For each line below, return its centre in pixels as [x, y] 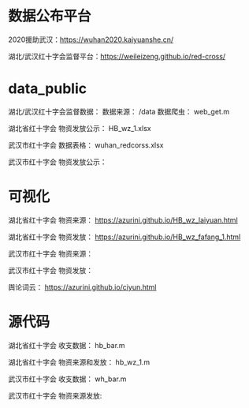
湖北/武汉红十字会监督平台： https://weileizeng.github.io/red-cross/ [117, 56]
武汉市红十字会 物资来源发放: [55, 395]
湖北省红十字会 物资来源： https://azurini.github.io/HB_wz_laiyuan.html [123, 220]
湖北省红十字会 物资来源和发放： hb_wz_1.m [79, 362]
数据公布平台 [50, 16]
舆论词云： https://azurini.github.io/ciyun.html [82, 287]
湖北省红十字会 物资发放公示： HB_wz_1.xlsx [80, 128]
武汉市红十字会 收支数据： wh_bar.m [67, 379]
